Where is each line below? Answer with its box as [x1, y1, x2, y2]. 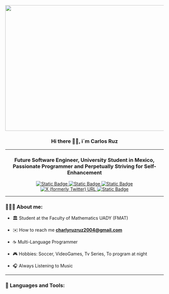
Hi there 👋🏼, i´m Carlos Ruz [51, 138, 118, 145]
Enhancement [67, 169, 102, 176]
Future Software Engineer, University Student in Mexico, [14, 157, 155, 164]
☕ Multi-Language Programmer [12, 239, 78, 245]
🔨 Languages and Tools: [5, 281, 65, 288]
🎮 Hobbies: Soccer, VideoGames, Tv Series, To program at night [12, 251, 147, 257]
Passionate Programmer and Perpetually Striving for [12, 163, 143, 170]
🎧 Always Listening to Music [12, 262, 73, 268]
